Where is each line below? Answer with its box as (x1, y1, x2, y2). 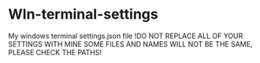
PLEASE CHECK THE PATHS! (8, 47, 102, 57)
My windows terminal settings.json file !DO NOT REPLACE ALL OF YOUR (8, 31, 243, 40)
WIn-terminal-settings (8, 5, 159, 23)
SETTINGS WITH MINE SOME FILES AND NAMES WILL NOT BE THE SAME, (8, 39, 253, 48)
